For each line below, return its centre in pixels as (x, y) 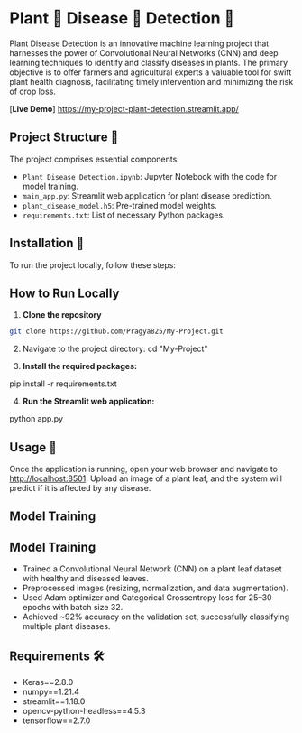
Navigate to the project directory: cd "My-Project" (115, 349)
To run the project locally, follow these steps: (92, 264)
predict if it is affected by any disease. (80, 488)
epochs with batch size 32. (73, 608)
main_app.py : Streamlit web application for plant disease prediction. (147, 195)
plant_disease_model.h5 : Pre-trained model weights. (120, 205)
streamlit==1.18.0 (54, 701)
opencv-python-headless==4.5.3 (84, 711)
